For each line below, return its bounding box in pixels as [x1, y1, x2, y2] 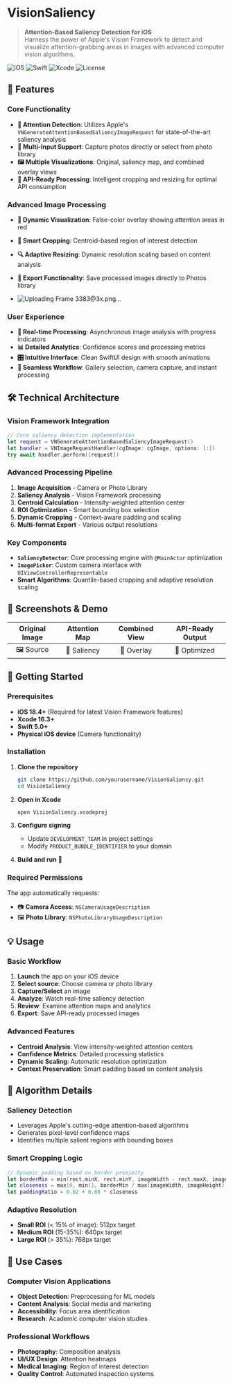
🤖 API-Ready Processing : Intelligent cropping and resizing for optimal [17, 175, 217, 183]
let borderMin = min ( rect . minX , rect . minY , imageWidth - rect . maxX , [7, 1176, 209, 1183]
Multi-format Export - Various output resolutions [17, 520, 158, 529]
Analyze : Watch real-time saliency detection [17, 994, 145, 1003]
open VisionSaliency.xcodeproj [17, 808, 108, 816]
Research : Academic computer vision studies [17, 1315, 148, 1323]
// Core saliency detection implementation [7, 432, 135, 439]
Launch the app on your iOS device [17, 972, 119, 981]
